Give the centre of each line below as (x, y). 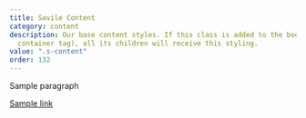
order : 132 (30, 60)
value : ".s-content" (49, 52)
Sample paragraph (44, 86)
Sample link (31, 103)
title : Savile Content (52, 18)
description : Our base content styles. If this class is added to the (146, 34)
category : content (44, 26)
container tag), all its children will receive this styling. (138, 43)
